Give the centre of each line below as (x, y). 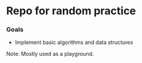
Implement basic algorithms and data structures (74, 42)
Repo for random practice (71, 11)
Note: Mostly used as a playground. (50, 54)
